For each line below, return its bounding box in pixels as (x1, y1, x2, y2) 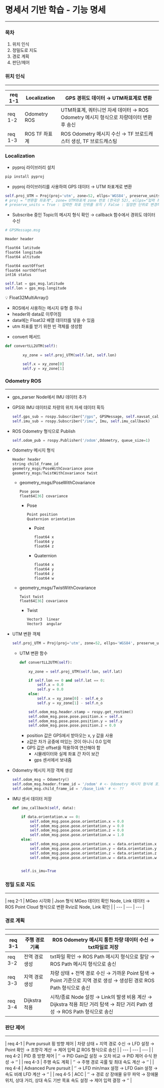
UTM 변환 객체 (12, 631, 41, 636)
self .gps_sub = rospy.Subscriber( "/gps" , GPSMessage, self (12, 414, 135, 419)
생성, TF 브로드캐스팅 (71, 137, 117, 144)
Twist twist (19, 594, 44, 599)
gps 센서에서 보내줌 (34, 757, 72, 763)
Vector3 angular (26, 622, 62, 627)
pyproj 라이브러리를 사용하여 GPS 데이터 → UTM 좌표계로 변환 (12, 183, 132, 189)
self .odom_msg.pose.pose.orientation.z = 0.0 (30, 828, 124, 833)
